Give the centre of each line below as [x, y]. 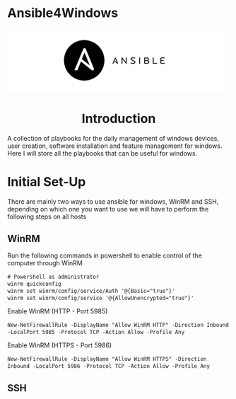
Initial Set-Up [47, 181]
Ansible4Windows [63, 13]
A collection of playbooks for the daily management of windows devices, [113, 138]
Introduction [119, 118]
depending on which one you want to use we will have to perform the [108, 209]
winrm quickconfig [34, 284]
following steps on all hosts [47, 216]
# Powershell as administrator [53, 277]
